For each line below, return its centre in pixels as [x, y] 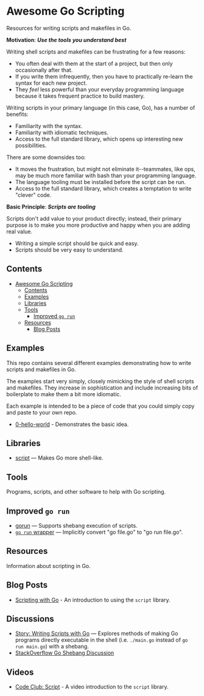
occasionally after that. [44, 70]
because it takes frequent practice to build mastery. [80, 96]
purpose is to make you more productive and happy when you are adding [98, 225]
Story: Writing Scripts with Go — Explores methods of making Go [97, 634]
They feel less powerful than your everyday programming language [100, 89]
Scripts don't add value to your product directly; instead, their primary [94, 218]
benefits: [17, 114]
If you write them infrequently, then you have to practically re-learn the [104, 76]
